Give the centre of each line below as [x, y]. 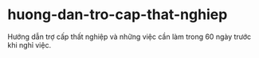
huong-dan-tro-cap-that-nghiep [118, 15]
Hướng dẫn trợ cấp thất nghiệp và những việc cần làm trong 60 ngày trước [129, 37]
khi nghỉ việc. [29, 44]
